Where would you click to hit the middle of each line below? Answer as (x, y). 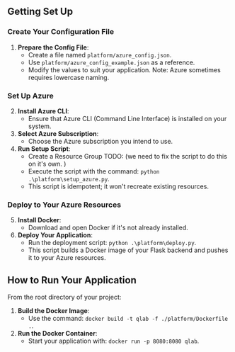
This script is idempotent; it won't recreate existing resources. (118, 186)
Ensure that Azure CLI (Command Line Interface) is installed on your (127, 118)
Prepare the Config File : (53, 47)
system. (40, 126)
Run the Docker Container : (57, 334)
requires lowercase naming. (69, 77)
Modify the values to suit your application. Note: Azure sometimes (124, 69)
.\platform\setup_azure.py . (69, 178)
